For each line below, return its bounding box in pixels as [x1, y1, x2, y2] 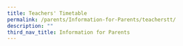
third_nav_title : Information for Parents [7, 28, 130, 36]
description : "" [7, 22, 53, 29]
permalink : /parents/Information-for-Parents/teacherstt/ [7, 16, 176, 23]
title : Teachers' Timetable [7, 9, 88, 17]
